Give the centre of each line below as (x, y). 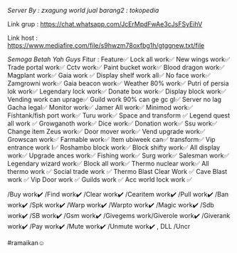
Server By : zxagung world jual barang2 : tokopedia (83, 10)
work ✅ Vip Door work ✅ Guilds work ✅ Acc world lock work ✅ (100, 180)
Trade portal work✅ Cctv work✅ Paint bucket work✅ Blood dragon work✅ (116, 67)
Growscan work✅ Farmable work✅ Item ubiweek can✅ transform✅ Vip (111, 139)
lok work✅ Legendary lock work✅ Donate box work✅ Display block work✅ (117, 91)
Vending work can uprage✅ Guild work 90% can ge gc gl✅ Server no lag (115, 99)
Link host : (22, 38)
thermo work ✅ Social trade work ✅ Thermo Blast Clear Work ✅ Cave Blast (117, 171)
